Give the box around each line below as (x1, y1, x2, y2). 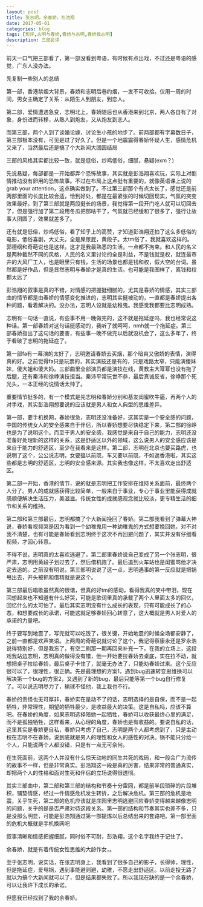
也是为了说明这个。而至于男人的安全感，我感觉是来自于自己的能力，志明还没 (6, 429, 197, 436)
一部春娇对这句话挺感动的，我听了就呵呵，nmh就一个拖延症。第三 (27, 322, 192, 329)
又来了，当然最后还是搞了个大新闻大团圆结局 (6, 144, 118, 151)
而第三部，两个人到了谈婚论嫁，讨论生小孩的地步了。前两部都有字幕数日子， (6, 129, 197, 136)
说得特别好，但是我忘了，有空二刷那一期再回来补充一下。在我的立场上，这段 (6, 645, 197, 652)
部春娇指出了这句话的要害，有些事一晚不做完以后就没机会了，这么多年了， (6, 330, 192, 336)
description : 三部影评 (6, 37, 60, 43)
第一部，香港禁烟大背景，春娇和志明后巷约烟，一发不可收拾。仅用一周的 (6, 88, 186, 95)
